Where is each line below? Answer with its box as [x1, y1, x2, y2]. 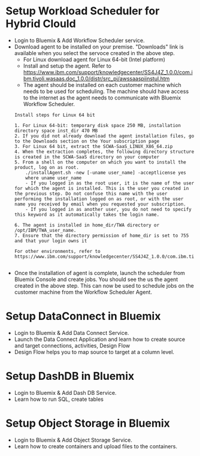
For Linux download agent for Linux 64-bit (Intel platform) [23, 56, 166, 63]
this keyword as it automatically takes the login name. [14, 212, 160, 218]
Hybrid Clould [5, 17, 76, 31]
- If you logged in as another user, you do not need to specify [25, 206, 192, 212]
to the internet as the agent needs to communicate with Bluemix [23, 94, 181, 101]
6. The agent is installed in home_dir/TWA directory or [14, 222, 160, 228]
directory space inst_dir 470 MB [14, 128, 98, 134]
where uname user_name [25, 175, 82, 181]
